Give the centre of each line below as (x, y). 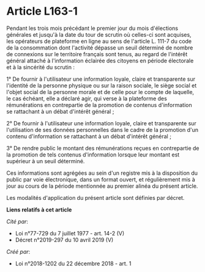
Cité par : (17, 221)
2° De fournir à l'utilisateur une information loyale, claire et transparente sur (102, 123)
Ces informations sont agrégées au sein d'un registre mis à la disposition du (102, 173)
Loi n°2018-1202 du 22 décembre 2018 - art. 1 (73, 263)
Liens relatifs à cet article (39, 210)
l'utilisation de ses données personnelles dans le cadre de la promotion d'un (102, 130)
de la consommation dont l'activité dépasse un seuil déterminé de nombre (100, 48)
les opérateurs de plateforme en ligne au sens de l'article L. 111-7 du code (99, 41)
